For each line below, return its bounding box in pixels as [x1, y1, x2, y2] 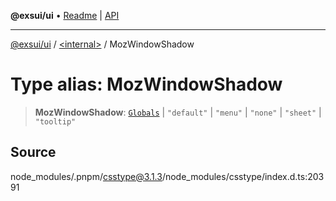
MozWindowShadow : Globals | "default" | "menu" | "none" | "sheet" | [34, 106, 322, 118]
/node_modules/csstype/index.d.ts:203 [161, 170, 325, 182]
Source [10, 144, 57, 161]
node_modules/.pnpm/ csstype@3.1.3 [10, 170, 163, 182]
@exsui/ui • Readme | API [10, 10, 120, 21]
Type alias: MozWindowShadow [10, 73, 283, 96]
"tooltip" [34, 116, 77, 127]
